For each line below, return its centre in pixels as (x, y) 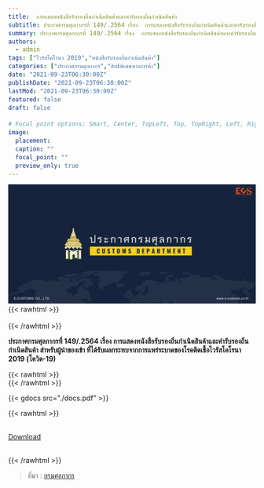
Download (25, 437)
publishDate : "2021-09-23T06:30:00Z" (70, 82)
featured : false (35, 99)
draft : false (29, 107)
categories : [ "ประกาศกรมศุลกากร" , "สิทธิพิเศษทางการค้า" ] (84, 67)
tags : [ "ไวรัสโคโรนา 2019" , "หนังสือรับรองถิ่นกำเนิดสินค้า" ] (84, 58)
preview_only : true (47, 166)
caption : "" (35, 149)
